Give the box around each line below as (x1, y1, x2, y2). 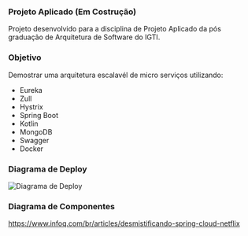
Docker (19, 144, 44, 153)
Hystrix (19, 101, 43, 112)
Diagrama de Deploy (8, 164, 88, 175)
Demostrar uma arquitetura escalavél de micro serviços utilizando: (8, 70, 224, 79)
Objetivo (8, 52, 42, 63)
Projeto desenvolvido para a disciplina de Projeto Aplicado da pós (8, 24, 222, 34)
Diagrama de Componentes (8, 201, 116, 212)
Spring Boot (19, 110, 59, 120)
